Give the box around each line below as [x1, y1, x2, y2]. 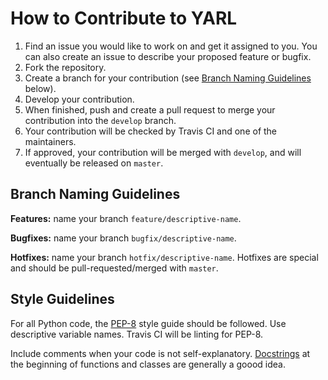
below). [24, 82, 57, 94]
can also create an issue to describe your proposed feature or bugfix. [24, 50, 312, 62]
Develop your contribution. [24, 93, 135, 105]
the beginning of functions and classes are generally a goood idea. [10, 358, 286, 370]
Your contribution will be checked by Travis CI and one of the [24, 125, 278, 137]
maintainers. [24, 135, 77, 147]
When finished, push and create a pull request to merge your [24, 103, 276, 116]
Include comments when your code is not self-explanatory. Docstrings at [10, 347, 311, 359]
